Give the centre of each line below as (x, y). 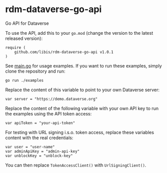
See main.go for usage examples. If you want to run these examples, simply (83, 66)
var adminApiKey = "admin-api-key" (43, 151)
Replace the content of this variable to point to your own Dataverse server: (82, 90)
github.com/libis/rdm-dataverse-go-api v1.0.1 (64, 52)
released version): (24, 38)
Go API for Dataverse (27, 23)
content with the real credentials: (39, 138)
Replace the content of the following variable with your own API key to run (82, 108)
